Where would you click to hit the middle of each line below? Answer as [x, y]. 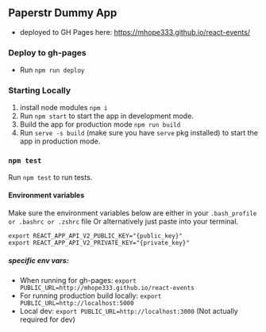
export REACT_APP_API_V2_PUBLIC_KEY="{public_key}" [95, 236]
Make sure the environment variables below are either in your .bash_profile [133, 212]
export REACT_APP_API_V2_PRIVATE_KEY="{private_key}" [99, 242]
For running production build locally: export [91, 296]
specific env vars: [39, 260]
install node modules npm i [64, 108]
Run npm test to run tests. [50, 177]
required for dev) [47, 319]
